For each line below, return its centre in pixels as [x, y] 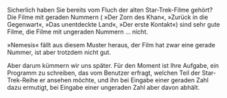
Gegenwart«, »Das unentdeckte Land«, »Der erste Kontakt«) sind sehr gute [114, 24]
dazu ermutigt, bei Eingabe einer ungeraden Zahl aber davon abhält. [104, 87]
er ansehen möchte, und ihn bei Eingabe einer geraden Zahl [124, 80]
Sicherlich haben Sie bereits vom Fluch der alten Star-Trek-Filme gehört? [110, 10]
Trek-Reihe [23, 80]
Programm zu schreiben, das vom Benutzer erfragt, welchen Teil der [104, 73]
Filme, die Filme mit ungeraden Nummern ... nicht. [78, 32]
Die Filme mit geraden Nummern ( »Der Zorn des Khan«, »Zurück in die [108, 17]
